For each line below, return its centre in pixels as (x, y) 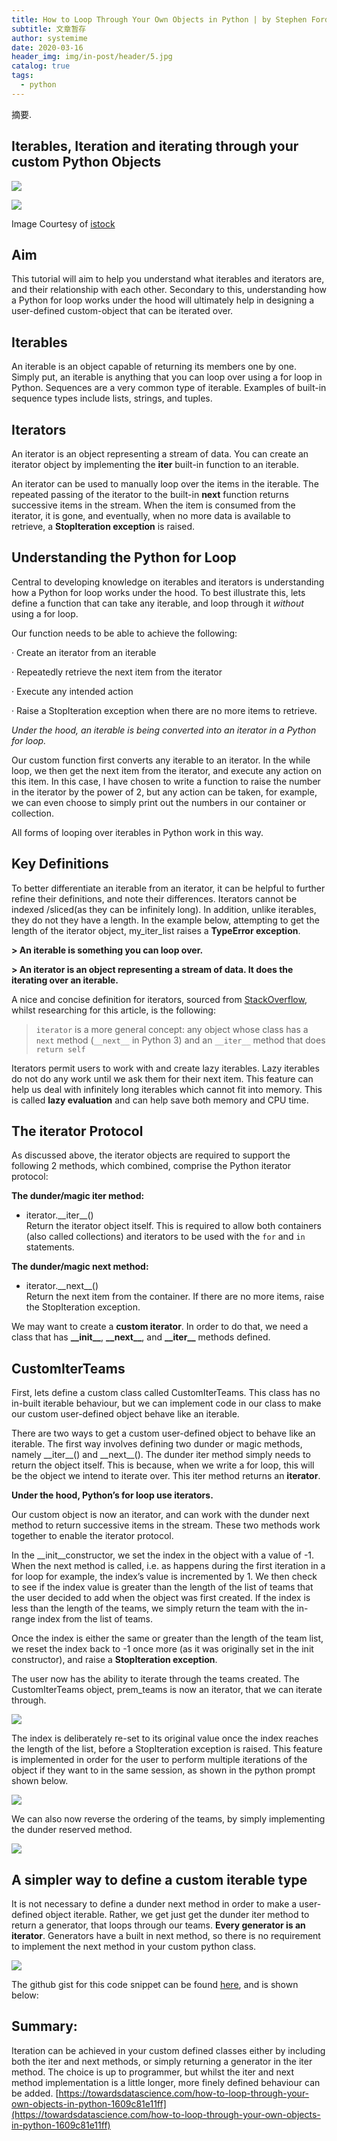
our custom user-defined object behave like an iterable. (125, 1414)
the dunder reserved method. (72, 1830)
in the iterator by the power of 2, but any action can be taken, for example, (164, 792)
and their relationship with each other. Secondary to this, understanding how (169, 290)
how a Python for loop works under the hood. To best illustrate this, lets (158, 592)
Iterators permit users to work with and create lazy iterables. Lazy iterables (165, 1068)
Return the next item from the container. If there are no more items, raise (175, 1297)
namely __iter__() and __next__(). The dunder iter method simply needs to (161, 1455)
